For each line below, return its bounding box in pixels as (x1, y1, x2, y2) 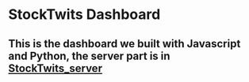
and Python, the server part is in (8, 49, 170, 62)
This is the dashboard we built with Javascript (8, 37, 241, 50)
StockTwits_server (8, 61, 103, 75)
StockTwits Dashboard (8, 6, 161, 24)
